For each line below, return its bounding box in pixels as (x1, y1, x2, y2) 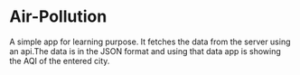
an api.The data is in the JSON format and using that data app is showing (9, 45, 282, 56)
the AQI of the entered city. (9, 55, 110, 66)
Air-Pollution (9, 6, 108, 27)
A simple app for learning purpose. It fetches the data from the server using (9, 36, 291, 47)
